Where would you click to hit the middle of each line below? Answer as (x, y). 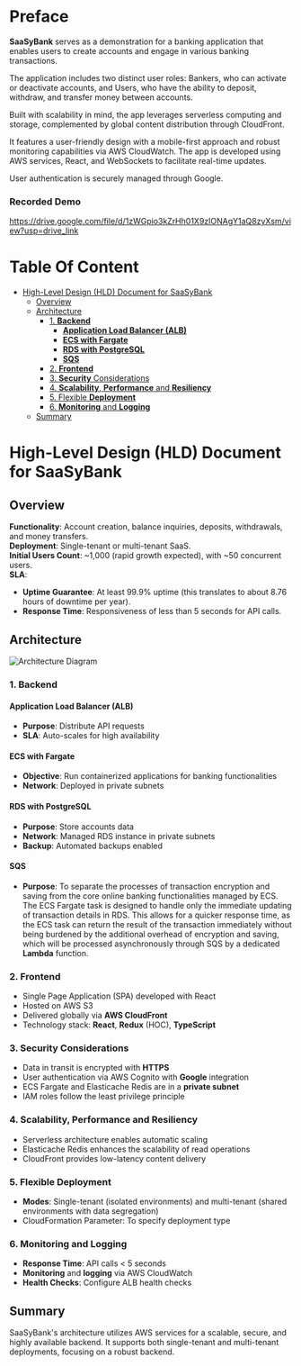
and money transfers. (49, 537)
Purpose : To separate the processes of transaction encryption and (146, 886)
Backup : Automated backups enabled (93, 846)
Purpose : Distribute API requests (84, 726)
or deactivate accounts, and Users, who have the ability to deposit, (133, 87)
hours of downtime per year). (76, 602)
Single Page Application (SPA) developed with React (119, 996)
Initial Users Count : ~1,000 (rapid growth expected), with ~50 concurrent (146, 556)
